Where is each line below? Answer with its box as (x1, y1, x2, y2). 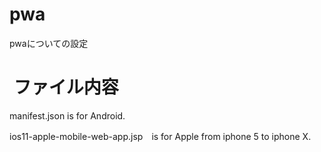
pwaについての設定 (9, 37, 89, 49)
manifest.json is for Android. (9, 109, 126, 122)
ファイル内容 (13, 76, 119, 99)
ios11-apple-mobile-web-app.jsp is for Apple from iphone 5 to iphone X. (9, 130, 312, 142)
